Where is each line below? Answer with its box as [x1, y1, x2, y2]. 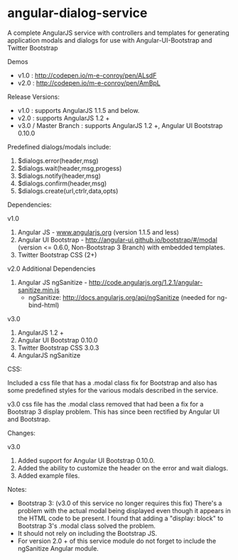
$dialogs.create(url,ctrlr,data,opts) [17, 186, 119, 195]
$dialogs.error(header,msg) [17, 156, 99, 165]
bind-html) [28, 301, 60, 309]
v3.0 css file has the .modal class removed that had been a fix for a [7, 399, 204, 408]
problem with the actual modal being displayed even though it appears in [17, 506, 231, 515]
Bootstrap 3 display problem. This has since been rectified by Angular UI [7, 407, 220, 416]
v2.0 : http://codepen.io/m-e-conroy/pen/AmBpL [17, 78, 161, 87]
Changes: [7, 429, 36, 437]
